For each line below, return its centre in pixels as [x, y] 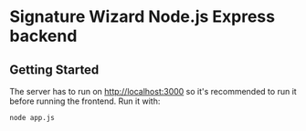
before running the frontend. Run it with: [85, 101]
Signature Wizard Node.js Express [142, 17]
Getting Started [54, 70]
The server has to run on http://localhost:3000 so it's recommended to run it [153, 91]
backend [43, 36]
